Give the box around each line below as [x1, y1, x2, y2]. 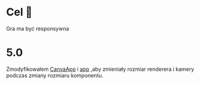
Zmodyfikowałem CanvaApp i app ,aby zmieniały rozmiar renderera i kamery [6, 65, 195, 73]
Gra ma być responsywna [6, 25, 70, 32]
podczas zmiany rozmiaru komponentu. [6, 71, 103, 79]
